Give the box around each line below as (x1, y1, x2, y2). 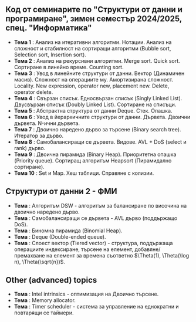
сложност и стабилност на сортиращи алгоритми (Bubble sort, (13, 45, 171, 52)
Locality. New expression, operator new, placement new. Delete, (13, 82, 170, 89)
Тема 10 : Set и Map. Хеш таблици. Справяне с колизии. (13, 170, 154, 177)
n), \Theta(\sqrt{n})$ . (13, 258, 66, 265)
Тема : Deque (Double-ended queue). (13, 233, 106, 240)
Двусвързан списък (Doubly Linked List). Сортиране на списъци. (13, 101, 177, 108)
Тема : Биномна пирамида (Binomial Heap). (13, 227, 123, 234)
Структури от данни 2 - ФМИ (5, 187, 117, 196)
